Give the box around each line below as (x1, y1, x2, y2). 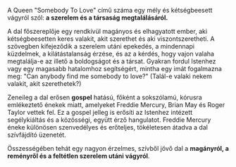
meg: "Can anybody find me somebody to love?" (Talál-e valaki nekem (7, 72, 213, 80)
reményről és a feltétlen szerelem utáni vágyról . (7, 151, 150, 160)
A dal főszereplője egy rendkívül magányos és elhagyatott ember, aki (7, 27, 208, 35)
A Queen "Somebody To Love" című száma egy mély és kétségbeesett (7, 6, 213, 14)
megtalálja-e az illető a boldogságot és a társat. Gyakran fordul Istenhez (7, 57, 216, 66)
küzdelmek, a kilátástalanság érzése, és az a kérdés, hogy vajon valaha (7, 49, 215, 58)
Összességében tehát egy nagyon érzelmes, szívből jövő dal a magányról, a (7, 144, 229, 152)
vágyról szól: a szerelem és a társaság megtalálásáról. (7, 13, 168, 22)
